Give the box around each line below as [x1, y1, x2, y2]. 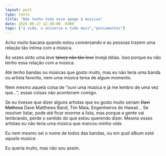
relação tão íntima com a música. [5, 45, 73, 51]
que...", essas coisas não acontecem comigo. [5, 90, 98, 96]
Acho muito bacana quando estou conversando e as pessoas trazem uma [5, 39, 156, 45]
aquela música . [5, 136, 37, 142]
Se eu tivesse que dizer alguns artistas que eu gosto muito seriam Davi [5, 99, 150, 105]
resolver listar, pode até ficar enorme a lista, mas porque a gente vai [5, 110, 145, 116]
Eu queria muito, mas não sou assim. [5, 145, 80, 151]
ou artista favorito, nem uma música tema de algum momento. [5, 75, 132, 81]
